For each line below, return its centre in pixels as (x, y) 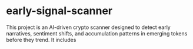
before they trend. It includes (41, 40)
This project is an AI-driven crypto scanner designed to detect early (88, 27)
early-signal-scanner (59, 11)
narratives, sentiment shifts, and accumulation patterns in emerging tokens (97, 33)
